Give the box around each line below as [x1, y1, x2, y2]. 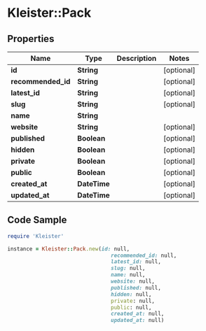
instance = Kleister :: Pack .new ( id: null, [7, 245, 130, 253]
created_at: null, [111, 310, 165, 318]
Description [116, 54, 157, 63]
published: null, [111, 284, 161, 291]
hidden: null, [111, 290, 152, 298]
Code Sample [7, 214, 67, 226]
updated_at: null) [111, 317, 165, 324]
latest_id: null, [111, 258, 161, 265]
